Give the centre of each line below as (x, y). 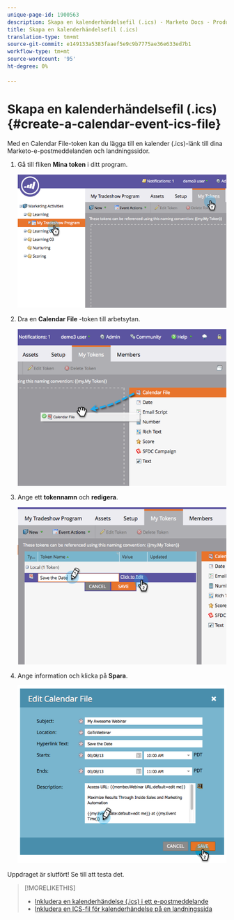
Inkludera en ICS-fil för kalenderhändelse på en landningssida (123, 909)
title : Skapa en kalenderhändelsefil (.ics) (73, 29)
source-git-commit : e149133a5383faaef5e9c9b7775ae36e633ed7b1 (99, 44)
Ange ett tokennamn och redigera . (68, 497)
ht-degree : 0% (28, 66)
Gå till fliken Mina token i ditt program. (72, 164)
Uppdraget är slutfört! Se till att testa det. (66, 875)
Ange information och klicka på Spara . (72, 676)
